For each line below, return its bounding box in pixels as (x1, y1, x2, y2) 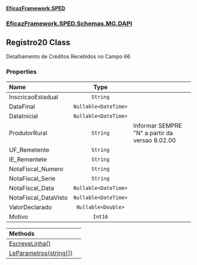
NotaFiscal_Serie (9, 174, 56, 182)
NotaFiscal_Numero (9, 165, 63, 173)
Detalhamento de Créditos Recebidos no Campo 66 (6, 53, 131, 60)
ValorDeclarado (9, 203, 52, 211)
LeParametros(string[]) (9, 249, 73, 257)
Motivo (9, 212, 28, 220)
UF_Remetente (9, 146, 50, 154)
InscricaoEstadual (9, 93, 59, 101)
